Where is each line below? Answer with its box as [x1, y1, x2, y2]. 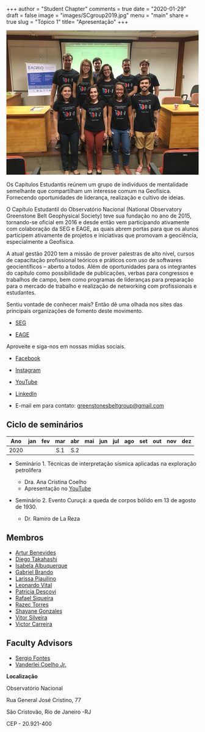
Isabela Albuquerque [15, 562, 68, 569]
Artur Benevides [15, 549, 56, 556]
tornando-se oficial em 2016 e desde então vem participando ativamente [6, 219, 190, 225]
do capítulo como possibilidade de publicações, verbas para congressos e [6, 269, 194, 277]
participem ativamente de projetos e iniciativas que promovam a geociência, [6, 232, 198, 239]
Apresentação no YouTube [24, 485, 92, 492]
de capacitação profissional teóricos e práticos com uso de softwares [6, 257, 182, 263]
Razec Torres [15, 601, 49, 608]
